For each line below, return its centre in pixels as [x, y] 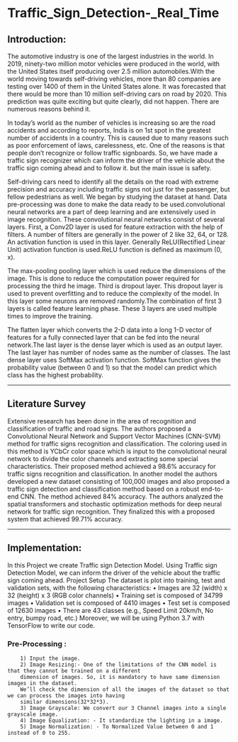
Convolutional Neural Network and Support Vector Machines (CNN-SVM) [114, 436]
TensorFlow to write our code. [51, 625]
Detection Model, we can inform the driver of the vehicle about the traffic [114, 572]
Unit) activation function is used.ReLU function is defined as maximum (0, [115, 249]
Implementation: [45, 548]
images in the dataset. [42, 683]
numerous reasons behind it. [49, 109]
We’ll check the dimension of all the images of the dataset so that [125, 690]
